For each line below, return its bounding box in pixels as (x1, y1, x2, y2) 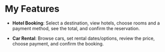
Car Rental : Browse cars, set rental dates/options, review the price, (12, 35, 155, 41)
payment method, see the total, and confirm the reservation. (12, 25, 140, 31)
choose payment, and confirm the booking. (12, 40, 104, 46)
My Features (5, 3, 60, 15)
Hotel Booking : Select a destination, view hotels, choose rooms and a (12, 20, 160, 26)
